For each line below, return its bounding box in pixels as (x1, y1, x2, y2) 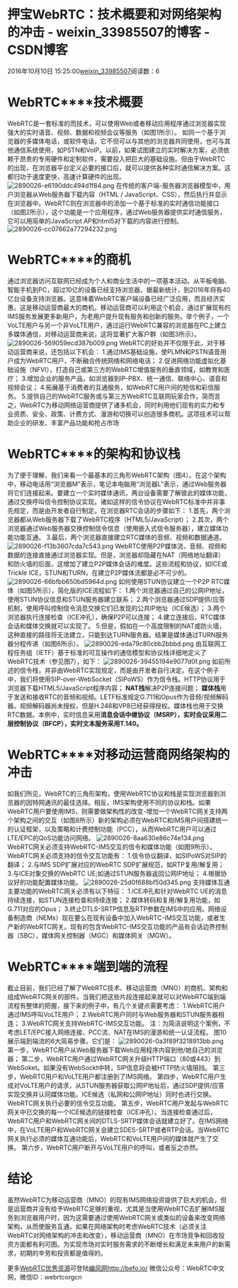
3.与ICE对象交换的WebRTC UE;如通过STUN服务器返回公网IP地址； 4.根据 (7, 869, 221, 877)
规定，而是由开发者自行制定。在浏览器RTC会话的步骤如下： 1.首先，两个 (13, 506, 225, 514)
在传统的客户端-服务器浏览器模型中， (115, 181, 225, 189)
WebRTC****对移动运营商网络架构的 (7, 747, 230, 763)
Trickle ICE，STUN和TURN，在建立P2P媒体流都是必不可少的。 (7, 568, 191, 577)
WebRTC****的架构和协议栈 (7, 446, 181, 462)
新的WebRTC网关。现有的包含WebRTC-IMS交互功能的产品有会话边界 (13, 922, 216, 930)
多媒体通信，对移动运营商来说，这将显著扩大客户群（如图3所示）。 (7, 329, 200, 338)
